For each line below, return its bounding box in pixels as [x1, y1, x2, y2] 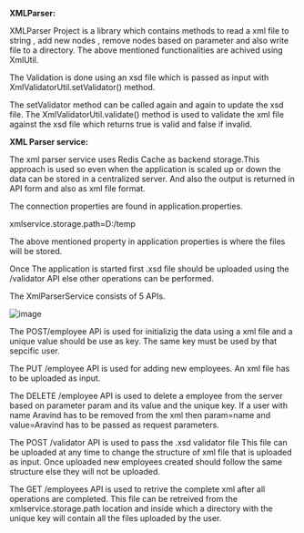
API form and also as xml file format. [9, 183, 146, 194]
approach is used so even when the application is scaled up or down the [9, 164, 281, 174]
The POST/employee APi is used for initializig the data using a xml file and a [9, 326, 293, 336]
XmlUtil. [9, 55, 39, 65]
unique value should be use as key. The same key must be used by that [9, 336, 278, 346]
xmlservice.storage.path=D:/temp [9, 219, 137, 229]
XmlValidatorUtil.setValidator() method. [9, 82, 156, 92]
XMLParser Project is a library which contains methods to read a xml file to [9, 26, 289, 36]
